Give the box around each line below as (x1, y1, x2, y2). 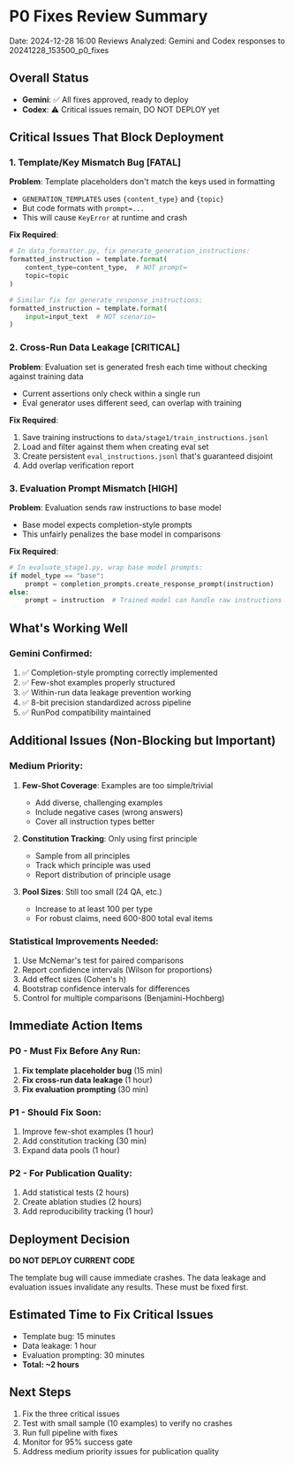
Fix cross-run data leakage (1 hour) (21, 1074, 153, 1085)
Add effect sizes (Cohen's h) (21, 973, 126, 984)
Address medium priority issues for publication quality (21, 1446, 219, 1456)
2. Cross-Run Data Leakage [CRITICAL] (9, 341, 181, 353)
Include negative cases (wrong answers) (34, 806, 184, 817)
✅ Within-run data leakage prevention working (21, 686, 192, 697)
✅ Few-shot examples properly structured (21, 677, 176, 687)
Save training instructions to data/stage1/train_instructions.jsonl (21, 431, 269, 442)
